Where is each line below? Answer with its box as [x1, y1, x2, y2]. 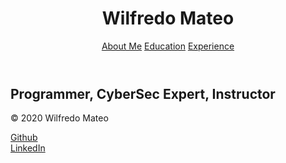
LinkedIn [10, 142, 46, 154]
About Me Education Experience [101, 40, 235, 52]
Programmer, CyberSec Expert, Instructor [10, 85, 276, 102]
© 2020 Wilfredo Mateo [10, 112, 109, 124]
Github [10, 132, 38, 144]
